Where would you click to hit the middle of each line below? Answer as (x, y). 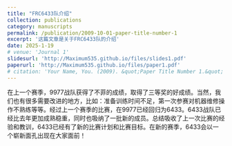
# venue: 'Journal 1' (38, 53)
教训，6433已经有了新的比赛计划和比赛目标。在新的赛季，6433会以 (116, 127)
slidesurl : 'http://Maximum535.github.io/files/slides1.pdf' (97, 59)
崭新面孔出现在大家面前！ (49, 135)
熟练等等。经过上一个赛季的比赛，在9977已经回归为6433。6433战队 (117, 109)
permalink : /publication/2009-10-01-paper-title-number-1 (92, 33)
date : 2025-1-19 (30, 46)
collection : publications (44, 20)
